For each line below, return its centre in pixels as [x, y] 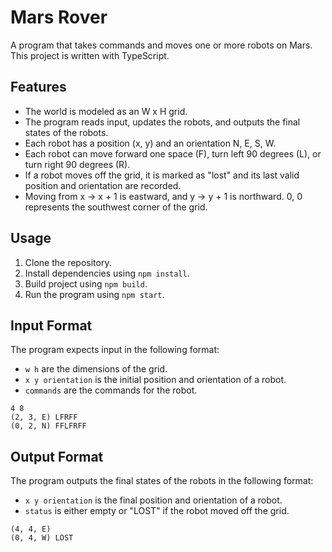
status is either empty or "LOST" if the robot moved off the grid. [157, 511]
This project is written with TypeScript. [90, 55]
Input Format [51, 325]
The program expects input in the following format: [115, 350]
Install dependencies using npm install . [107, 273]
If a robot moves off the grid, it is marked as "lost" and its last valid [162, 175]
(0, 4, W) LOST [42, 538]
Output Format [57, 456]
